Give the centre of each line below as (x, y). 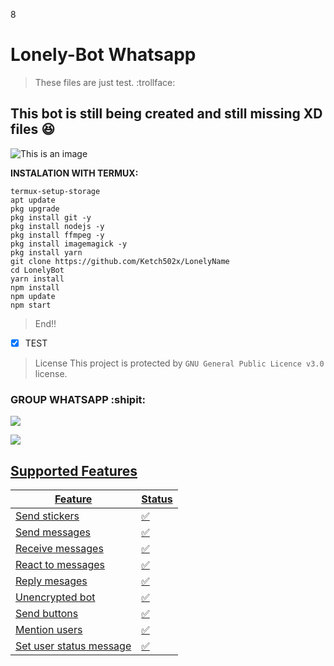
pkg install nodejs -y (57, 226)
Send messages (53, 532)
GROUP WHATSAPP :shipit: (78, 399)
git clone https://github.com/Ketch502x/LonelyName (120, 261)
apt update (33, 200)
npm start (31, 305)
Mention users (49, 629)
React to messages (60, 564)
